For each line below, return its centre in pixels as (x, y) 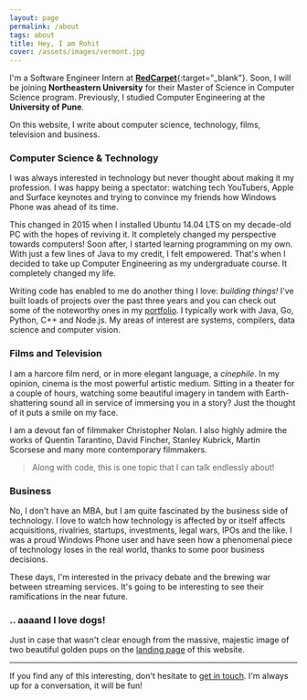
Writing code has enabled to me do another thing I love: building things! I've (152, 291)
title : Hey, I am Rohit (55, 43)
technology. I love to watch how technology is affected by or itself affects (148, 521)
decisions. (29, 559)
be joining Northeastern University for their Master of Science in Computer (152, 88)
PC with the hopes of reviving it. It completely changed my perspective (143, 235)
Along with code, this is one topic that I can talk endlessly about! (153, 467)
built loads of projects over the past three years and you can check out (143, 301)
